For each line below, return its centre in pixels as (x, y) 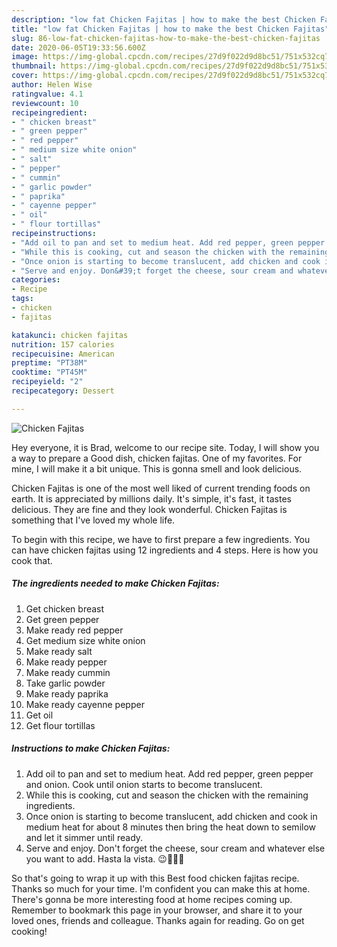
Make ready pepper (66, 662)
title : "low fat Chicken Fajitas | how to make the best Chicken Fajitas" (170, 29)
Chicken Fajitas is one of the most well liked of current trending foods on (161, 488)
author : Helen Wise (52, 85)
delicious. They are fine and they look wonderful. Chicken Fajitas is (149, 509)
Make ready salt (59, 651)
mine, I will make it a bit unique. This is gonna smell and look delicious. (157, 468)
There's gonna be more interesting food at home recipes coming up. (152, 899)
